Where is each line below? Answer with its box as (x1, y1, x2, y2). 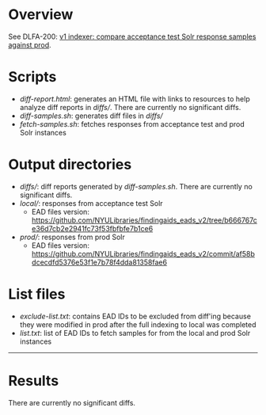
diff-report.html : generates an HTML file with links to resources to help (19, 93, 251, 104)
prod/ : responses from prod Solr (19, 232, 125, 242)
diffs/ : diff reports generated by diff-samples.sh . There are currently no (19, 181, 253, 191)
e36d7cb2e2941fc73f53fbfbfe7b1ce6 (31, 223, 154, 233)
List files (8, 285, 66, 303)
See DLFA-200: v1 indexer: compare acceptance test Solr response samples (8, 32, 256, 41)
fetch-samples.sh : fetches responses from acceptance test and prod (19, 119, 245, 128)
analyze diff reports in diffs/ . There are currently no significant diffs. (19, 102, 241, 112)
